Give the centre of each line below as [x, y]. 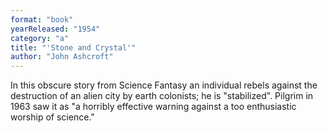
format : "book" [42, 19]
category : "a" [40, 38]
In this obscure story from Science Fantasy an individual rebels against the [164, 85]
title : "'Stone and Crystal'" [73, 47]
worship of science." [52, 117]
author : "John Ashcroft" [62, 57]
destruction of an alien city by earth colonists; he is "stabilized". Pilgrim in [162, 96]
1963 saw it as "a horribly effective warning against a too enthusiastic [153, 107]
